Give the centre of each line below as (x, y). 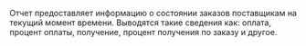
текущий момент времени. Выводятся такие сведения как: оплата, (141, 23)
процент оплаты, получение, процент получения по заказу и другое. (143, 32)
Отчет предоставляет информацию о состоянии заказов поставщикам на (153, 13)
